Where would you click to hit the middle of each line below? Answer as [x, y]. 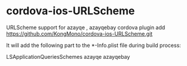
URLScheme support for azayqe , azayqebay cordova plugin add [86, 27]
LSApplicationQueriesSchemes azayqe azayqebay [68, 56]
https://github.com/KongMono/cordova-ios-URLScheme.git [79, 33]
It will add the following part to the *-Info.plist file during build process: [93, 45]
